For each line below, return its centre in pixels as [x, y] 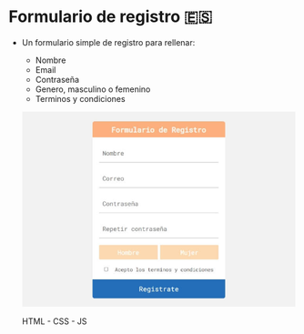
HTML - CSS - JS [54, 321]
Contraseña [57, 79]
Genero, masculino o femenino [93, 89]
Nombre [51, 60]
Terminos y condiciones [80, 98]
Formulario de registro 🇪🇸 [111, 17]
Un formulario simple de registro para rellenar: [108, 42]
